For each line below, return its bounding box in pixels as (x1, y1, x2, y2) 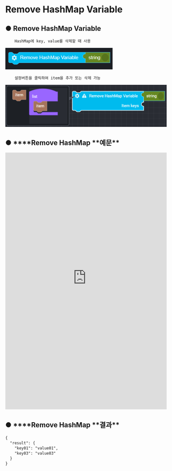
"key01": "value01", (14, 445, 58, 450)
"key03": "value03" (14, 450, 56, 456)
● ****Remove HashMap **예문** (5, 138, 120, 147)
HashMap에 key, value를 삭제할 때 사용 (14, 39, 91, 44)
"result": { (10, 440, 36, 445)
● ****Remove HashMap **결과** (5, 421, 120, 429)
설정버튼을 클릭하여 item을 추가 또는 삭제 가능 (14, 76, 101, 81)
